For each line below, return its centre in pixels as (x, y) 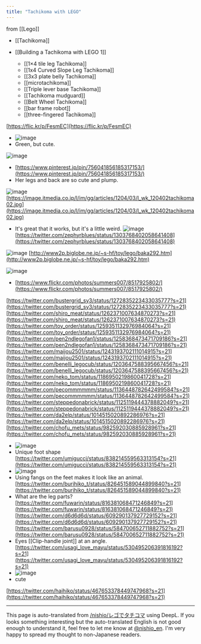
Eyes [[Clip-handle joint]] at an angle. (61, 541)
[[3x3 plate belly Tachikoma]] (60, 76)
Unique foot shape (38, 452)
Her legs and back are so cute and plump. (66, 180)
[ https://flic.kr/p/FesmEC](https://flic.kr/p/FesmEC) (69, 126)
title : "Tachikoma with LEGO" (44, 12)
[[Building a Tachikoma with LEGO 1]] (60, 52)
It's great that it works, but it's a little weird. (68, 229)
